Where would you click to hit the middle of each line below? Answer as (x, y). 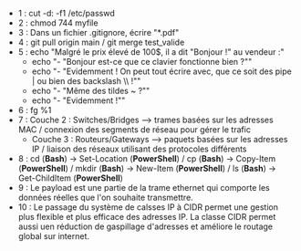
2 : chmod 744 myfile (58, 23)
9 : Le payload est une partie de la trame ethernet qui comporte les (144, 188)
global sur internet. (53, 236)
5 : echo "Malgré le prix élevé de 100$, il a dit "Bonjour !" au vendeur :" (151, 52)
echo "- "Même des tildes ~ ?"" (91, 91)
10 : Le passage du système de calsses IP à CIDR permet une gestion (148, 207)
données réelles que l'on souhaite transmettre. (105, 197)
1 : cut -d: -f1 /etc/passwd (67, 13)
